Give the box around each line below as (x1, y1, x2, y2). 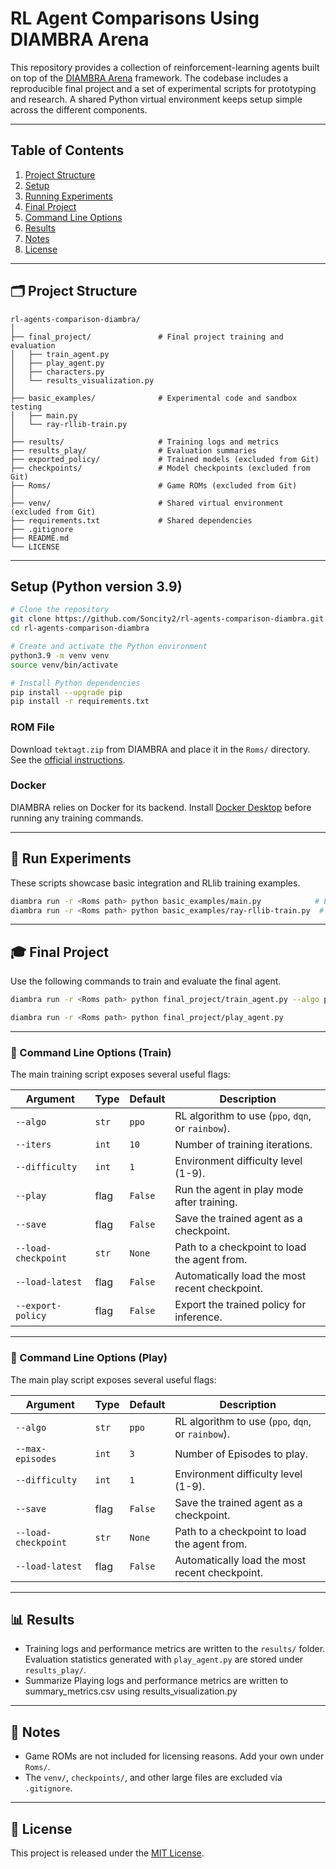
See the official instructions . (10, 753, 126, 766)
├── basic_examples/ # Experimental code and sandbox (10, 393, 298, 403)
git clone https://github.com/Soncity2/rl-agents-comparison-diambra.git (10, 614, 325, 624)
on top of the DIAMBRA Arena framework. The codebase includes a (10, 72, 289, 84)
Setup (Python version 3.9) (10, 578, 183, 595)
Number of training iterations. (174, 1138, 313, 1152)
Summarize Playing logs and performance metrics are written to (24, 1675, 289, 1687)
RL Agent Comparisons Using (10, 7, 260, 30)
